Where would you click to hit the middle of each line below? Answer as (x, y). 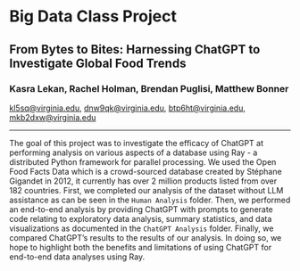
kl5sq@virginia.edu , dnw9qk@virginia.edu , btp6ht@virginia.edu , (127, 108)
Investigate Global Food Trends (98, 63)
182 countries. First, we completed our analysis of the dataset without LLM (146, 190)
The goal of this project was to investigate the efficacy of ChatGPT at (136, 143)
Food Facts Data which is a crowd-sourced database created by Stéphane (146, 171)
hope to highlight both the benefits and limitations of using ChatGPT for (141, 247)
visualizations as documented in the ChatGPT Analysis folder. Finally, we (142, 228)
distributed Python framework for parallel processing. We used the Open (143, 161)
